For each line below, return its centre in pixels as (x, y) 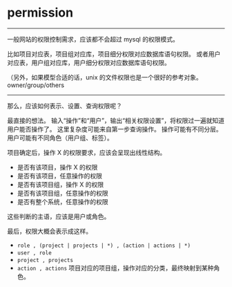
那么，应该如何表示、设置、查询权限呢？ (65, 106)
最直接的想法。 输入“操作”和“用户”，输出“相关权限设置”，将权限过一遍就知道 (116, 120)
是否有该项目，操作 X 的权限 (57, 167)
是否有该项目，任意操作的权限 (59, 176)
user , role (34, 253)
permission (40, 13)
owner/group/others (36, 85)
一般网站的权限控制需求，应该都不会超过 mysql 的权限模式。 (93, 39)
